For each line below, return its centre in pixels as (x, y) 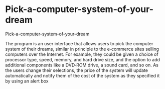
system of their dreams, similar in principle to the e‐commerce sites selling (82, 49)
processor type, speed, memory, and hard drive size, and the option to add (83, 59)
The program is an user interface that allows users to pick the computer (79, 43)
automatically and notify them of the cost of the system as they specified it (82, 75)
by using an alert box (27, 81)
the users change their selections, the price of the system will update (77, 70)
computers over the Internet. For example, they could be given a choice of (82, 54)
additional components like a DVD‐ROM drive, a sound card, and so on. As (82, 65)
